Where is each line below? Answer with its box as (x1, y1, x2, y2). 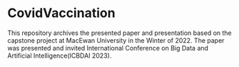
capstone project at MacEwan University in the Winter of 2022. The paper (7, 36, 225, 44)
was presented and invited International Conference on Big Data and (7, 43, 209, 52)
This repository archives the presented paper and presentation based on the (7, 29, 232, 37)
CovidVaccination (7, 5, 116, 21)
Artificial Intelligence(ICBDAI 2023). (7, 51, 112, 60)
